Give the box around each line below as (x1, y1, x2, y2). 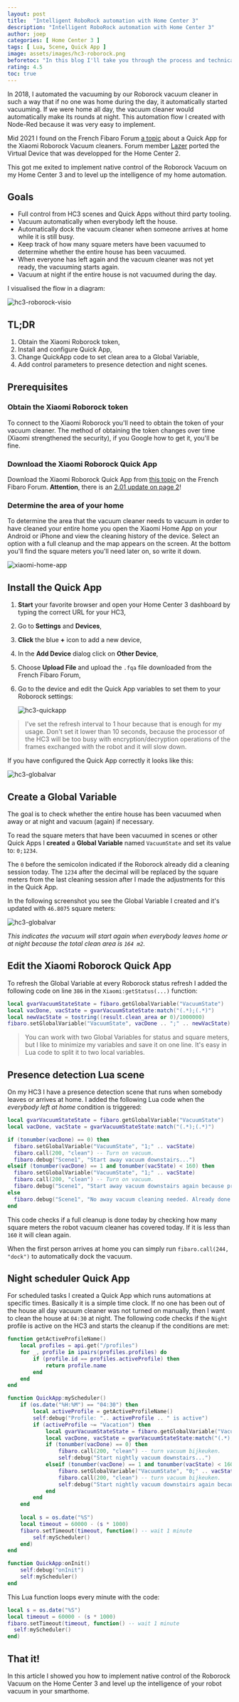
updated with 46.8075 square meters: (7, 904, 116, 913)
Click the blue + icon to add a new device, (17, 636, 142, 644)
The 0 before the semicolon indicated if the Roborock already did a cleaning (7, 860, 230, 869)
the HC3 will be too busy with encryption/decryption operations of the (24, 735, 231, 743)
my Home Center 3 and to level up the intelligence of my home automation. (7, 170, 228, 179)
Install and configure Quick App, (17, 345, 112, 354)
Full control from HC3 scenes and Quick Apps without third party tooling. (17, 210, 232, 218)
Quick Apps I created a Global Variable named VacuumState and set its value (7, 839, 231, 847)
